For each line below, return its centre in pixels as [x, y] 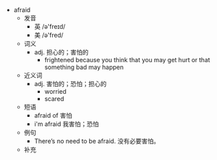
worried [55, 91]
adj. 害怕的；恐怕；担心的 [70, 84]
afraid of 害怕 [53, 115]
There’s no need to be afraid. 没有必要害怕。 [97, 141]
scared [54, 99]
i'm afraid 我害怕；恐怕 [67, 124]
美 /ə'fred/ [49, 35]
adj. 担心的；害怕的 [61, 52]
